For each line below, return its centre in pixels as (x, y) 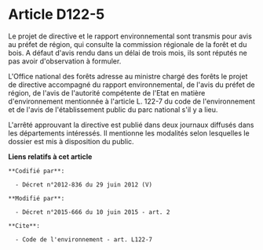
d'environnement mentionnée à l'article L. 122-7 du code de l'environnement (131, 101)
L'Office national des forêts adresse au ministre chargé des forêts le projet (128, 76)
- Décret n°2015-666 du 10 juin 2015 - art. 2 (93, 212)
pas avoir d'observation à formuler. (65, 61)
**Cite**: (24, 226)
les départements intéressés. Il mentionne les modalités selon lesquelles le (129, 133)
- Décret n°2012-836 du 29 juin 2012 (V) (84, 185)
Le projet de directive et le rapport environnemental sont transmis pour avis (130, 36)
